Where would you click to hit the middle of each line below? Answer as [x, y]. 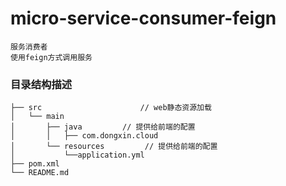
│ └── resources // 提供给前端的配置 [114, 147]
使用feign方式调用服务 [51, 57]
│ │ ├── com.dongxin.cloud [84, 136]
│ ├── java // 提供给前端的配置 [103, 127]
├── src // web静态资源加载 [111, 108]
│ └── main [37, 117]
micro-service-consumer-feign [143, 18]
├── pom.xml [35, 164]
